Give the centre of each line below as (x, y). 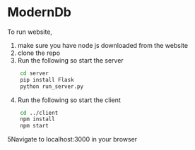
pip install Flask (47, 80)
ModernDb (40, 12)
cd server (35, 73)
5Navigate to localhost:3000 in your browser (72, 139)
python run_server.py (52, 86)
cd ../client (39, 113)
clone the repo (39, 53)
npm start (35, 126)
